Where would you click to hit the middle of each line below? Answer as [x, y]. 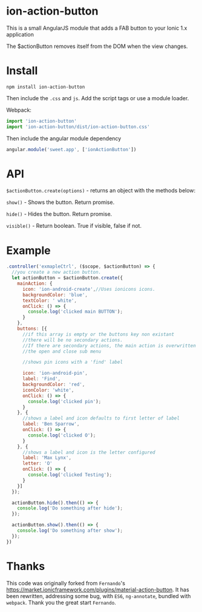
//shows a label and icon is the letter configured [89, 452]
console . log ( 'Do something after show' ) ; [70, 531]
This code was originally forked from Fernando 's [66, 583]
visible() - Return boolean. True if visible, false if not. [74, 226]
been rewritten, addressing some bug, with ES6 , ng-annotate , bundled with [99, 596]
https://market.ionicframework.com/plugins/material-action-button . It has [98, 590]
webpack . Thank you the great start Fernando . [61, 602]
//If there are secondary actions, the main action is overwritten [109, 345]
